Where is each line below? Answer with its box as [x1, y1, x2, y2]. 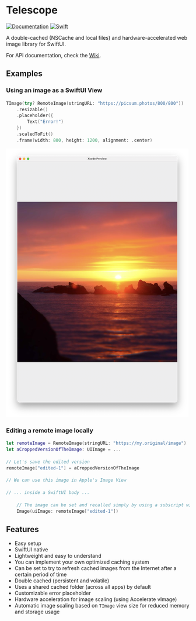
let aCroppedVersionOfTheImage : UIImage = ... [6, 446, 121, 452]
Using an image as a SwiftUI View [6, 86, 103, 94]
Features [6, 524, 39, 534]
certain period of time [14, 571, 67, 578]
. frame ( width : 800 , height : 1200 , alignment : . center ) [16, 137, 153, 143]
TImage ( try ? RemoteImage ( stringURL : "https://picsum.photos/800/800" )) [6, 100, 184, 106]
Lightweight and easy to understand [14, 553, 101, 560]
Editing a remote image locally [6, 426, 93, 434]
